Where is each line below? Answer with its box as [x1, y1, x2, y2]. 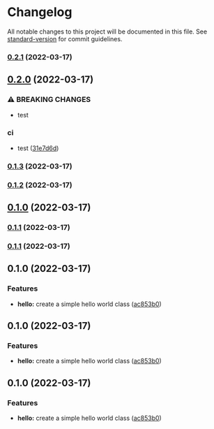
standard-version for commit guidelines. [7, 34, 123, 43]
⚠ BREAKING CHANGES [7, 95, 91, 105]
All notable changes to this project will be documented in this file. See [7, 27, 208, 36]
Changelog [7, 4, 72, 20]
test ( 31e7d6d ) [17, 144, 59, 152]
